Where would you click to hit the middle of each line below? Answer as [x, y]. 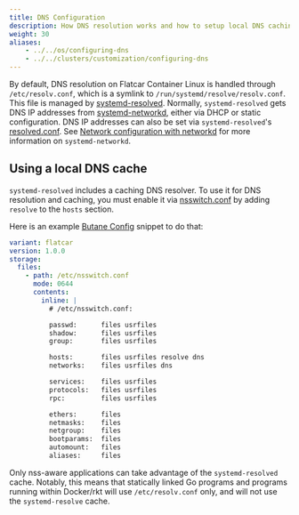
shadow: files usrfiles [103, 333]
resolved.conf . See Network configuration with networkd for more [130, 131]
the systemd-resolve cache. [60, 501]
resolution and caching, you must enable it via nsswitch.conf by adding [140, 199]
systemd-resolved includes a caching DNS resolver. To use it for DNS [135, 190]
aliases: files [85, 456]
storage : [25, 259]
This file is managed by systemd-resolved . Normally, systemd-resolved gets [148, 103]
